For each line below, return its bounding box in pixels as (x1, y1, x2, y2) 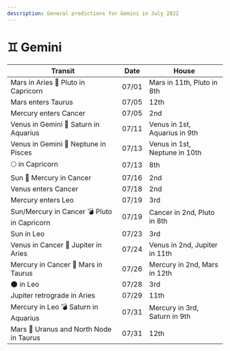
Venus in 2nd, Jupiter (149, 240, 218, 250)
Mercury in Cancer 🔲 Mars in (10, 259, 103, 269)
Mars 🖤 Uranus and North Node (10, 324, 112, 334)
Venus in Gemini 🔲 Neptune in (10, 139, 106, 148)
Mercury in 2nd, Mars (149, 259, 219, 269)
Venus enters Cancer (10, 184, 79, 194)
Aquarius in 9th (149, 128, 199, 138)
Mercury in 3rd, (149, 303, 199, 313)
